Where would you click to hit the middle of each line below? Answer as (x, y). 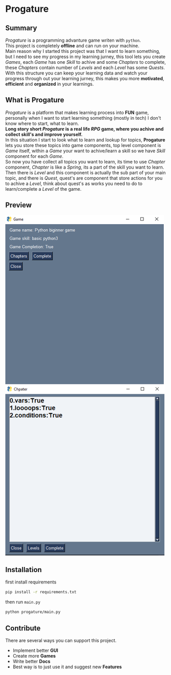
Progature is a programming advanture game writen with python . (73, 40)
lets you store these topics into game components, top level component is (83, 145)
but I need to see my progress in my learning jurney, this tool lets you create (85, 57)
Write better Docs (31, 661)
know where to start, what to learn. (42, 123)
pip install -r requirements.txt (41, 592)
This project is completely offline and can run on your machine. (72, 46)
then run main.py (23, 602)
